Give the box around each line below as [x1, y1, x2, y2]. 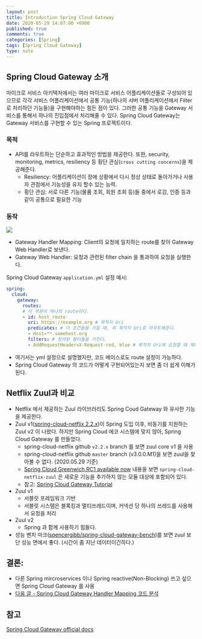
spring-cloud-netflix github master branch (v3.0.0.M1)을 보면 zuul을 [23, 450, 189, 458]
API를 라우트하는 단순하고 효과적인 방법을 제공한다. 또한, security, [14, 150, 170, 157]
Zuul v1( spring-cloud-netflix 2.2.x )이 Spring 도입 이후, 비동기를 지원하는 [14, 420, 188, 427]
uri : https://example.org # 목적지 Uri [28, 319, 124, 326]
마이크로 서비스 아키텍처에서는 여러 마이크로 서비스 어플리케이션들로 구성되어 [6, 89, 186, 96]
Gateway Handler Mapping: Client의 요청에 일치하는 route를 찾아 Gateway [14, 239, 194, 246]
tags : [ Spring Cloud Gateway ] [6, 43, 82, 49]
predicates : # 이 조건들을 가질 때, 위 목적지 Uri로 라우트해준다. [28, 325, 176, 332]
